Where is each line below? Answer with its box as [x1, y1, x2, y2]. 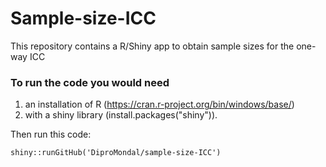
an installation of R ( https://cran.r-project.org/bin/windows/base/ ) [24, 98, 295, 111]
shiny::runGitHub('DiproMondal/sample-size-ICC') [10, 148, 222, 158]
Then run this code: [10, 128, 92, 141]
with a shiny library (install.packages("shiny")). [24, 109, 218, 121]
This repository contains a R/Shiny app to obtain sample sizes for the [10, 40, 295, 52]
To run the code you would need [10, 75, 170, 89]
